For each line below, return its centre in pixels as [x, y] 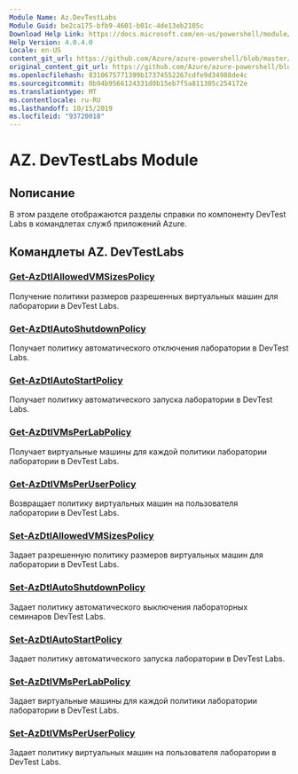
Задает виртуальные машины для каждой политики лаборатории [133, 701]
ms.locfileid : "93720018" [57, 116]
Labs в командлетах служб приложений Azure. [98, 224]
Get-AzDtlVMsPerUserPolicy [73, 484]
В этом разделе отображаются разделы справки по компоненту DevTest [148, 215]
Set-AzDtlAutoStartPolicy [66, 639]
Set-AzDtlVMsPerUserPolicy [72, 733]
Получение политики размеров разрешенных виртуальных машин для [144, 296]
